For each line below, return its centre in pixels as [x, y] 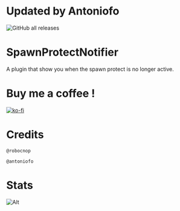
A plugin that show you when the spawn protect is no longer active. [90, 69]
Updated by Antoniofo [63, 11]
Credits [25, 135]
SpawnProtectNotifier [63, 52]
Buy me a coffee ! [51, 93]
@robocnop [19, 151]
